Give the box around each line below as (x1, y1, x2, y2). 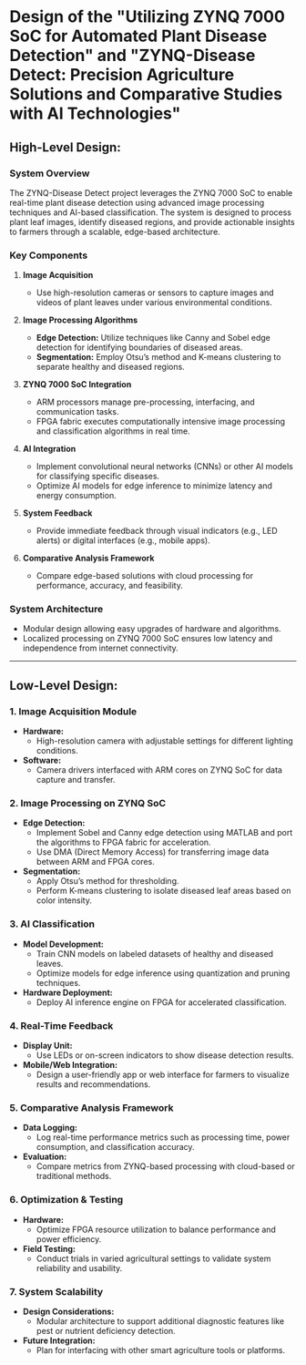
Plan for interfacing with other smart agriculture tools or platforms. (36, 1344, 285, 1355)
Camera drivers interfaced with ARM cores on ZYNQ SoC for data (36, 765, 282, 775)
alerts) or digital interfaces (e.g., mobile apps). (36, 535, 211, 546)
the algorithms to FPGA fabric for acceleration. (36, 836, 211, 848)
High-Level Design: (9, 139, 121, 155)
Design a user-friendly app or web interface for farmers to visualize (36, 1069, 290, 1081)
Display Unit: (22, 1041, 73, 1052)
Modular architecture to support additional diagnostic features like (36, 1315, 285, 1327)
